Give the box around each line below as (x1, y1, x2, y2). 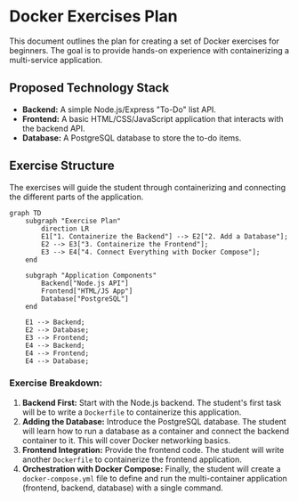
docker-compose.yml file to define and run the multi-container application (21, 473, 287, 483)
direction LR (41, 224, 90, 233)
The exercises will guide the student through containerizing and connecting (9, 182, 286, 192)
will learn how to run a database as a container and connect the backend (21, 425, 290, 436)
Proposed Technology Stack (9, 80, 170, 95)
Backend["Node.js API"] (41, 279, 129, 287)
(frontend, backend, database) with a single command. (21, 482, 224, 493)
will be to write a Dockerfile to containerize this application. (21, 407, 242, 417)
